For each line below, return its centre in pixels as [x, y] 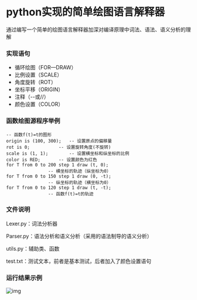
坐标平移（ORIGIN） [39, 89]
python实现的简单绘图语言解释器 [86, 12]
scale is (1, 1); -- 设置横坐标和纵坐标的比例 [68, 154]
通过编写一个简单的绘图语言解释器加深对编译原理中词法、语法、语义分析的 [96, 29]
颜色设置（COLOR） [39, 104]
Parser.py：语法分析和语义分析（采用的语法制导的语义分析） [79, 236]
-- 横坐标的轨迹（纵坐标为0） [79, 171]
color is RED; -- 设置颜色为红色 [52, 159]
